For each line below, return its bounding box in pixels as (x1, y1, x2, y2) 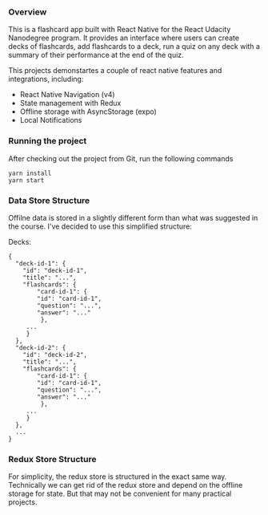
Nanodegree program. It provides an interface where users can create (8, 33, 240, 43)
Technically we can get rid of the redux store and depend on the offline (8, 481, 243, 490)
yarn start (8, 176, 45, 185)
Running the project (8, 136, 87, 147)
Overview (8, 6, 47, 18)
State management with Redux (19, 99, 122, 108)
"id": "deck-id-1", (22, 266, 88, 274)
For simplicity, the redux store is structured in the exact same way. (8, 472, 227, 481)
